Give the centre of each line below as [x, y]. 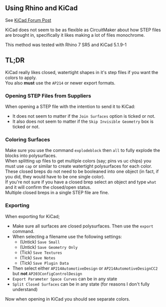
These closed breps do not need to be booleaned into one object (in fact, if [82, 171]
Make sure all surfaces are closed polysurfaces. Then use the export [83, 226]
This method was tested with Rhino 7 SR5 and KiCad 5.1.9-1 [66, 45]
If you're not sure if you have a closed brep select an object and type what [81, 182]
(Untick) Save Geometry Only [49, 247]
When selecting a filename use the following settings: [67, 236]
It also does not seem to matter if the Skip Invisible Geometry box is [83, 121]
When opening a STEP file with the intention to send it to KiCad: [70, 106]
